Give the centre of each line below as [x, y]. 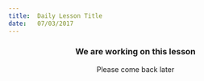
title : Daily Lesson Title [56, 16]
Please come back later [135, 69]
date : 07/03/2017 [41, 23]
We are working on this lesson [135, 52]
